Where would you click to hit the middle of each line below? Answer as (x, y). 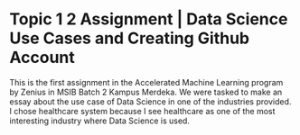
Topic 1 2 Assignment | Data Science (149, 19)
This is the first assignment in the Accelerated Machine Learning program (146, 82)
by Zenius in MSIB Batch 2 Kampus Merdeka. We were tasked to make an (146, 92)
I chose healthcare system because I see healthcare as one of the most (142, 111)
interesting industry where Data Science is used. (99, 121)
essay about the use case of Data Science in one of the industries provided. (150, 101)
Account (42, 58)
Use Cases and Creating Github (130, 38)
